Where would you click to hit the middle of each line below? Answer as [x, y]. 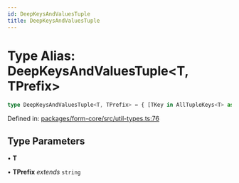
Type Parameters [46, 141]
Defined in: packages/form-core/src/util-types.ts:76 [84, 119]
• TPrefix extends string [44, 172]
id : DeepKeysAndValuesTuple [49, 14]
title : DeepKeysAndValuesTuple [54, 21]
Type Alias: [42, 56]
